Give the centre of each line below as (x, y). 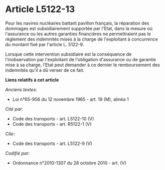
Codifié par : (18, 153)
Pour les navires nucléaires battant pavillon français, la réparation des (77, 23)
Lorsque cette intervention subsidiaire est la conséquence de (68, 54)
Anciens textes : (21, 89)
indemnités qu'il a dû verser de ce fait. (45, 70)
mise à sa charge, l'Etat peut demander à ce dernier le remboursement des (83, 65)
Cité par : (14, 109)
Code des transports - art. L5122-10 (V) (53, 118)
